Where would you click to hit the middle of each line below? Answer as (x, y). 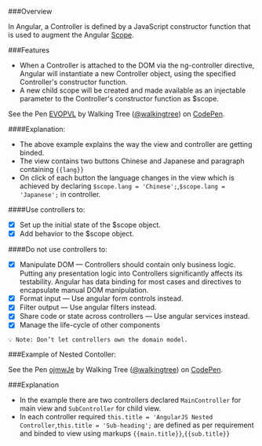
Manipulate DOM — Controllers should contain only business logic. (127, 265)
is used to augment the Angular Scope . (71, 35)
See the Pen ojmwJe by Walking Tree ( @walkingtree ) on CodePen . (116, 370)
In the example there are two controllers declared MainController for (130, 400)
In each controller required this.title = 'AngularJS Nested (116, 417)
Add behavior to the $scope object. (77, 234)
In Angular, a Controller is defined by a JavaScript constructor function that (129, 26)
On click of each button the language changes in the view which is (127, 177)
